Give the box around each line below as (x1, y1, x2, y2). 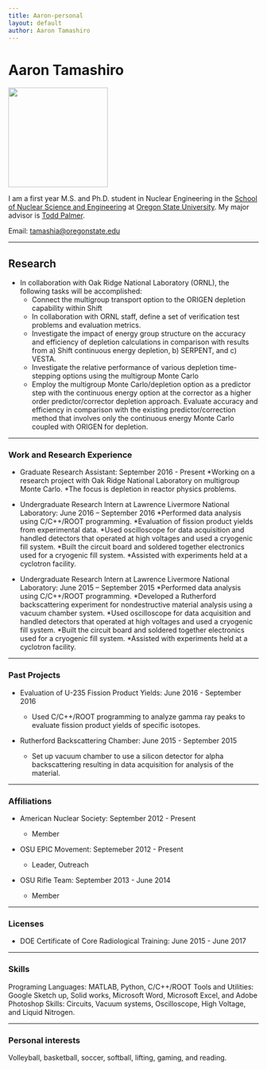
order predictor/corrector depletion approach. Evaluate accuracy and (31, 396, 258, 407)
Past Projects (8, 670, 61, 681)
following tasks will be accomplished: (19, 286, 142, 296)
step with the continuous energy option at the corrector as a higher (31, 388, 252, 398)
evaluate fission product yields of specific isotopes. (31, 720, 201, 730)
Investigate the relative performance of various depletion (31, 363, 219, 372)
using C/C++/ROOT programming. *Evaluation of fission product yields (19, 517, 253, 526)
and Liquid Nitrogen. (8, 1007, 75, 1017)
